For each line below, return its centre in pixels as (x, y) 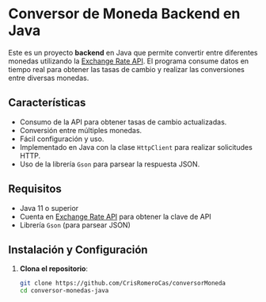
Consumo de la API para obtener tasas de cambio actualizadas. (123, 122)
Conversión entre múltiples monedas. (81, 130)
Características (47, 103)
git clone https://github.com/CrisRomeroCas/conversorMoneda (123, 283)
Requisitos (35, 189)
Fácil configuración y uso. (62, 139)
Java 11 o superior (49, 208)
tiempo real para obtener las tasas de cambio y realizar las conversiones (127, 69)
